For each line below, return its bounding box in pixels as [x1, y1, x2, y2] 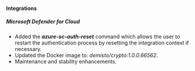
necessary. [14, 45, 42, 52]
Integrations [6, 5, 37, 12]
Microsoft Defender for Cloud [6, 18, 80, 25]
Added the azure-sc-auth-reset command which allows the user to [14, 33, 180, 40]
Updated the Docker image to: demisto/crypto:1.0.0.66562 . [14, 52, 158, 59]
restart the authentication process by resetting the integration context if [14, 39, 189, 46]
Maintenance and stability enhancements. [14, 58, 117, 65]
